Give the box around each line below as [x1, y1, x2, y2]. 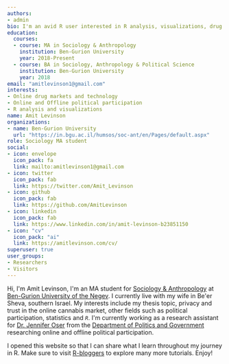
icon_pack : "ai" [13, 234, 60, 240]
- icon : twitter [7, 170, 53, 177]
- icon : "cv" [7, 227, 45, 234]
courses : [13, 36, 38, 43]
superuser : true [7, 247, 53, 253]
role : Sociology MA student [7, 138, 88, 145]
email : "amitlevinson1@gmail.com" [7, 80, 106, 87]
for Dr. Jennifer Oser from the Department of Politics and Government [7, 321, 204, 329]
